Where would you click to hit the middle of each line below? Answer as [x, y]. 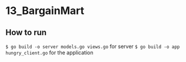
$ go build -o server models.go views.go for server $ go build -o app [93, 46]
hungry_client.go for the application [49, 53]
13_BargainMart [45, 11]
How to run [26, 32]
